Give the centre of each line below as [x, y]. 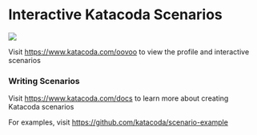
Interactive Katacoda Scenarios [115, 15]
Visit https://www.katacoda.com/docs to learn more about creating [118, 98]
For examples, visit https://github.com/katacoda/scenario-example [118, 122]
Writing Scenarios [44, 81]
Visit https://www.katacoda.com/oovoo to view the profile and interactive [129, 52]
